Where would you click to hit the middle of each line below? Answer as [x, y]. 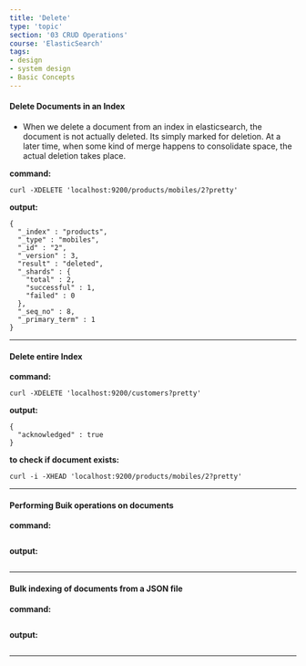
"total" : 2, [51, 279]
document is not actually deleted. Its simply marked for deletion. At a [152, 136]
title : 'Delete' [40, 18]
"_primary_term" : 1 [56, 319]
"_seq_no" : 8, [46, 311]
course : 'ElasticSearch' [56, 43]
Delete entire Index [46, 356]
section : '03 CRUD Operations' [69, 35]
